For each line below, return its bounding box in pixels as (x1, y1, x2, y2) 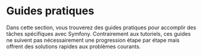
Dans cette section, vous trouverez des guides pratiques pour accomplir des (6, 24, 197, 31)
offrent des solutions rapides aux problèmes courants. (6, 43, 141, 50)
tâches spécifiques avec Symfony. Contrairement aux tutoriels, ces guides (6, 30, 191, 37)
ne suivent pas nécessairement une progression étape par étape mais (6, 36, 180, 43)
